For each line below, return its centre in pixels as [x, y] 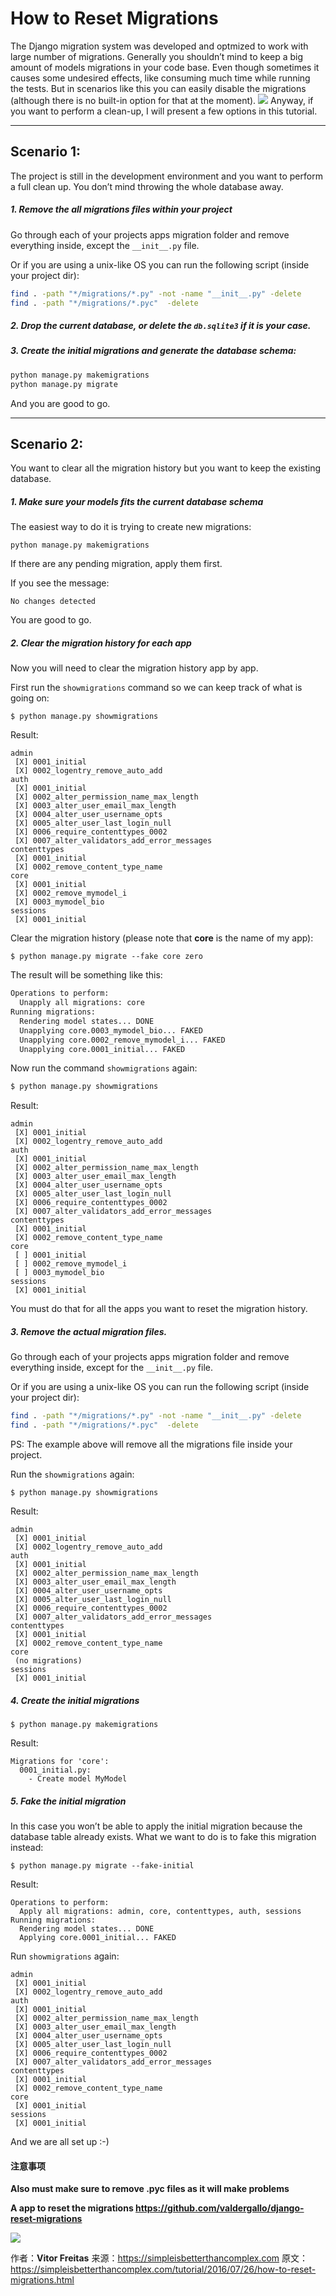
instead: [27, 1847]
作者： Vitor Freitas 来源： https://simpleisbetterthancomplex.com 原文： [159, 2258]
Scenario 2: [47, 443]
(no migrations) [48, 1661]
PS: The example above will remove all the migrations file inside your [151, 1444]
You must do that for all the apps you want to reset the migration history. [159, 1309]
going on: [30, 698]
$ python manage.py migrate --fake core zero [106, 957]
